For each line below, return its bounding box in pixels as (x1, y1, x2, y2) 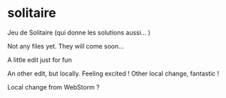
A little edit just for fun (7, 55, 72, 64)
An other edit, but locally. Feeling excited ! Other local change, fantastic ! (7, 69, 220, 78)
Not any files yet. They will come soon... (7, 42, 124, 50)
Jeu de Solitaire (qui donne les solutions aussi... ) (7, 28, 151, 37)
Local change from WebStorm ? (7, 82, 101, 91)
